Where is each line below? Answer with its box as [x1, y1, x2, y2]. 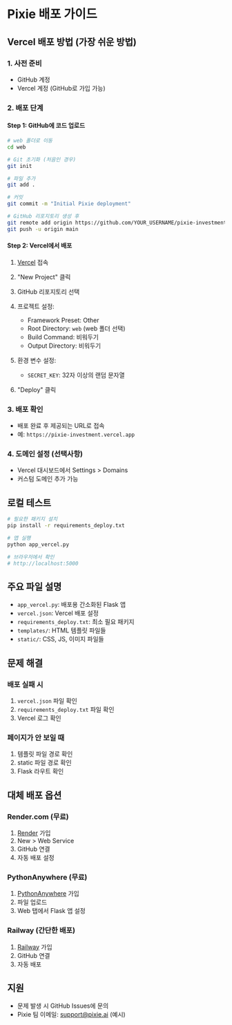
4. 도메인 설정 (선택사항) [7, 449, 83, 459]
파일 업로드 [17, 898, 48, 906]
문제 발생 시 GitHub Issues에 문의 [17, 1002, 109, 1010]
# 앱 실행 [7, 534, 31, 541]
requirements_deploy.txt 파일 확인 [17, 705, 115, 713]
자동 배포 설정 [17, 853, 55, 861]
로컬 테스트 [7, 497, 52, 509]
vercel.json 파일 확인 [17, 696, 77, 705]
